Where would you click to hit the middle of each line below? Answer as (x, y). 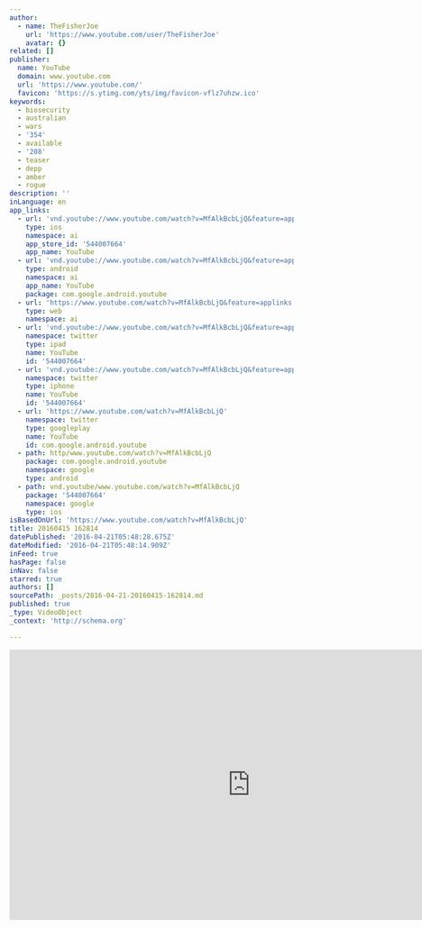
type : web (44, 311)
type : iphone (50, 387)
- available (40, 143)
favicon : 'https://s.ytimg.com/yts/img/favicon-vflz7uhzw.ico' (138, 93)
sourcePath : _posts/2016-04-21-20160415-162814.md (106, 596)
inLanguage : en (38, 202)
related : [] (32, 51)
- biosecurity (44, 110)
